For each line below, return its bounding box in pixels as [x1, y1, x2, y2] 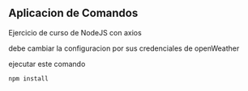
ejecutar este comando [8, 59, 86, 68]
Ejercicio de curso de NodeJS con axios [8, 27, 142, 37]
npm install [8, 74, 49, 83]
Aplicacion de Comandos [8, 6, 139, 20]
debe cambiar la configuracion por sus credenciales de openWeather [8, 43, 240, 53]
